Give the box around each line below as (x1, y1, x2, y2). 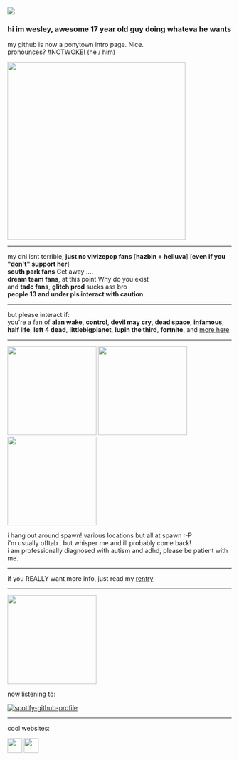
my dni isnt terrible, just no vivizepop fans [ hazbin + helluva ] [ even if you (7, 252, 226, 261)
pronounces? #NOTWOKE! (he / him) (7, 48, 116, 56)
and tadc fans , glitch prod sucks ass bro (7, 282, 127, 291)
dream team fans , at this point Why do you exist (7, 275, 149, 284)
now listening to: (7, 690, 55, 699)
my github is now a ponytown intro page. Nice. (7, 41, 144, 49)
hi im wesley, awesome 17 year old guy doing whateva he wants (7, 24, 232, 34)
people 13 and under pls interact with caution (7, 290, 144, 299)
